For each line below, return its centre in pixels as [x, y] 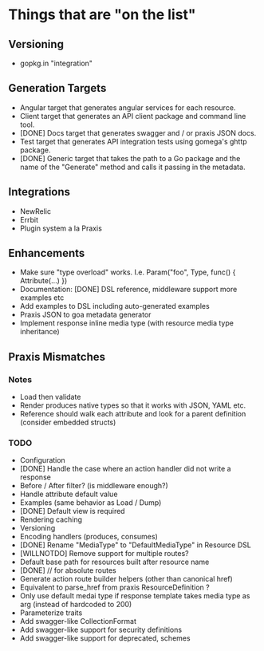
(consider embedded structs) [68, 422]
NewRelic [35, 211]
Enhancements [47, 253]
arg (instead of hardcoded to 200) [76, 605]
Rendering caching [51, 519]
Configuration [42, 460]
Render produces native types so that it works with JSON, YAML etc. [132, 405]
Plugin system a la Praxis [61, 228]
